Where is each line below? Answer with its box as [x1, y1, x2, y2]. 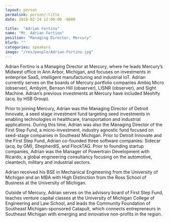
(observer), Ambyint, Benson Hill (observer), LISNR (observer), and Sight [5, 84, 156, 91]
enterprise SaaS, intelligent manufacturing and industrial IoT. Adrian [5, 74, 146, 80]
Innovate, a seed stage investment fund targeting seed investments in [5, 111, 150, 117]
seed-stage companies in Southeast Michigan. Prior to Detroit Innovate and [5, 132, 162, 138]
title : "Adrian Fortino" [5, 26, 60, 31]
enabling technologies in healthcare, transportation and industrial [5, 116, 141, 122]
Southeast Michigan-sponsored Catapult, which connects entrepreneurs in [5, 205, 161, 211]
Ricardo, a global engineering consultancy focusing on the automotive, [5, 154, 152, 160]
